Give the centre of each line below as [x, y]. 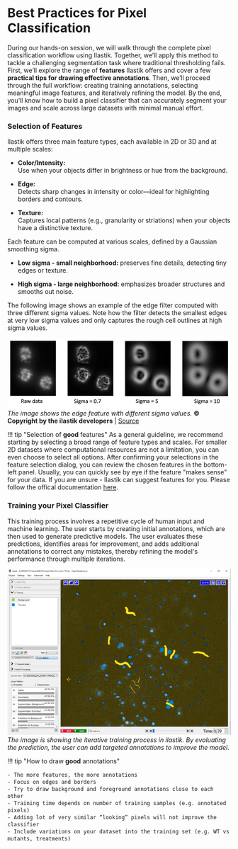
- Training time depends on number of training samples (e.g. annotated [117, 804]
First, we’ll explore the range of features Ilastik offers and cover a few [109, 70]
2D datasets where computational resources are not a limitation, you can [113, 450]
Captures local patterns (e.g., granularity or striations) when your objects [124, 220]
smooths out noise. [46, 292]
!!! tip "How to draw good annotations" [64, 761]
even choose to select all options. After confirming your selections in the [113, 457]
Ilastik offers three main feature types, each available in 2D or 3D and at [112, 142]
